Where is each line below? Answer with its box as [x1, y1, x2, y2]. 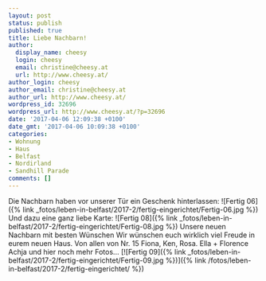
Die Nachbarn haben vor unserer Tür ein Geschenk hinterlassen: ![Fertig [8, 196, 245, 205]
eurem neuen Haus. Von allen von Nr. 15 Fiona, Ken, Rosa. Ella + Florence [8, 238, 249, 248]
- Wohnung [8, 137, 41, 146]
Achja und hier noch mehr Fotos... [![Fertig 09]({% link [8, 247, 186, 256]
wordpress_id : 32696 [8, 100, 77, 108]
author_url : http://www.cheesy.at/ [8, 93, 127, 101]
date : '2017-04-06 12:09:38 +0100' [8, 115, 127, 123]
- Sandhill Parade [8, 167, 69, 175]
